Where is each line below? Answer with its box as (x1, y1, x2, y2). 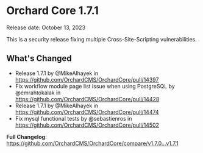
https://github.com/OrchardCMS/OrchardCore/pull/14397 (15, 76, 159, 83)
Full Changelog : (6, 133, 47, 140)
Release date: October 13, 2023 (6, 24, 86, 31)
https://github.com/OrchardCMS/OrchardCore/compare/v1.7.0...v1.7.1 (6, 140, 179, 147)
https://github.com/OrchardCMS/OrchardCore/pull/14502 (15, 121, 160, 129)
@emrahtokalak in (15, 89, 61, 96)
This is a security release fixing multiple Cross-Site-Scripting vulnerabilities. (6, 35, 197, 43)
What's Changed (6, 53, 72, 64)
